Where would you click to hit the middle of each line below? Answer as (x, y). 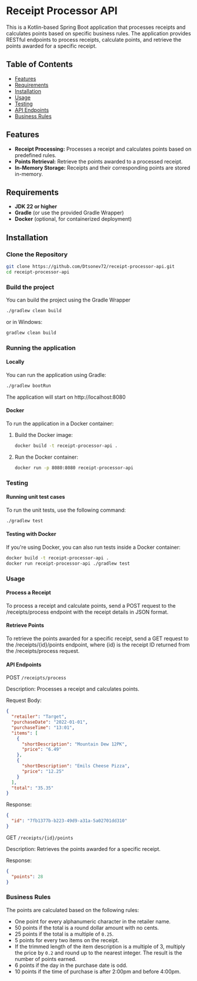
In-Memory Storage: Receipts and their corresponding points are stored (102, 168)
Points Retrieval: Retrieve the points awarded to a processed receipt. (98, 161)
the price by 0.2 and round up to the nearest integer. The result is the (98, 953)
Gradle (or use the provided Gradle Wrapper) (69, 213)
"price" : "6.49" (41, 750)
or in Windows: (24, 322)
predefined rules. (36, 155)
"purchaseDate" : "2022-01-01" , (50, 723)
